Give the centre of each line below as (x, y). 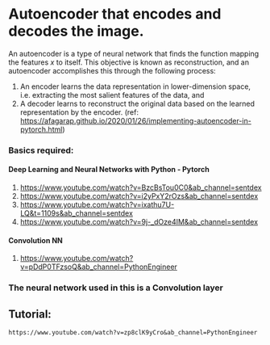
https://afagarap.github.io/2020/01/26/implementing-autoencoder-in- (135, 120)
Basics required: (41, 150)
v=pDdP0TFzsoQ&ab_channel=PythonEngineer (98, 267)
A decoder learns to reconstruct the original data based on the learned (137, 103)
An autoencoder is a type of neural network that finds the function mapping (134, 53)
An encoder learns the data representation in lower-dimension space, (135, 86)
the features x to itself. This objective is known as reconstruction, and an (129, 62)
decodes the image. (76, 31)
